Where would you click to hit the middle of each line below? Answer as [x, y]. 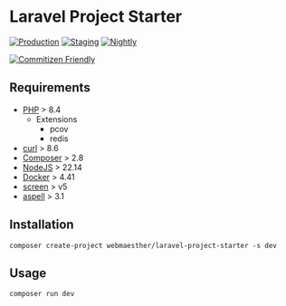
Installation [42, 225]
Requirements [50, 88]
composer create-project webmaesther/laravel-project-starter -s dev [143, 245]
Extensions [57, 119]
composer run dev [42, 294]
